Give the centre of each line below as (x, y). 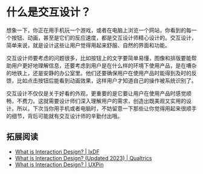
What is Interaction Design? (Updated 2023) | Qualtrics (83, 158)
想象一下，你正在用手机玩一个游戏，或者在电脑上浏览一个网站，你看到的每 (99, 30)
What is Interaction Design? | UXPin (59, 164)
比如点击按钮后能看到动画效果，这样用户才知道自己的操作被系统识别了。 (107, 80)
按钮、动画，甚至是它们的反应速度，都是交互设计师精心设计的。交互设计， (104, 37)
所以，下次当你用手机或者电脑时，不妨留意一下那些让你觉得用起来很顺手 (107, 108)
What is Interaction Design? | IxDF (57, 152)
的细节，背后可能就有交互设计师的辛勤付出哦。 (64, 116)
